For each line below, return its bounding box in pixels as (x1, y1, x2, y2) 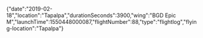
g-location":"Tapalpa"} (6, 25, 64, 32)
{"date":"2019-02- (6, 6, 53, 12)
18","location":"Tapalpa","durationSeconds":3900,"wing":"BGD (6, 12, 164, 19)
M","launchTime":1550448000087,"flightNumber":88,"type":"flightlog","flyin (6, 18, 197, 25)
